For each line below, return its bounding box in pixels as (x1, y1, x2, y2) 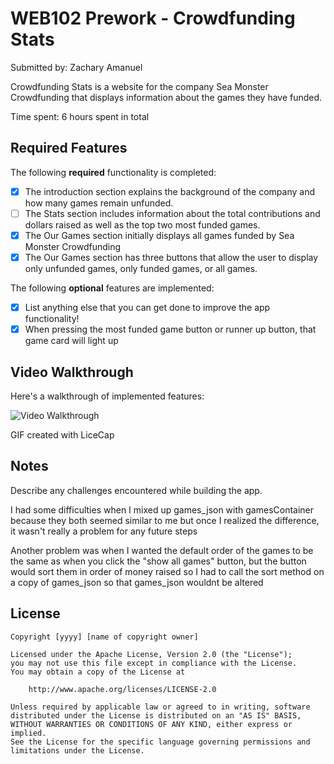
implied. (10, 728, 47, 738)
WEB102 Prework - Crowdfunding (10, 7, 296, 30)
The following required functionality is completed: (10, 166, 217, 178)
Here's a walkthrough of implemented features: (10, 390, 205, 402)
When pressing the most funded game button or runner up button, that (24, 323, 317, 336)
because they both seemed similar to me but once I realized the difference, (10, 514, 320, 526)
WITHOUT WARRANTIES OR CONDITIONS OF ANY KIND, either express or (10, 719, 293, 729)
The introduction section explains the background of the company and (24, 185, 315, 197)
